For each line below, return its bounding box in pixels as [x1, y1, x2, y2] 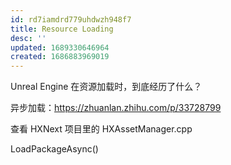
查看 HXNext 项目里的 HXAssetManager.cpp [10, 123, 193, 135]
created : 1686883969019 [10, 52, 110, 62]
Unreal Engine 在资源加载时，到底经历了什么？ [10, 81, 203, 93]
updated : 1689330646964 [10, 42, 110, 53]
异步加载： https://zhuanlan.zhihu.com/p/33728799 [10, 102, 222, 114]
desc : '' [10, 33, 47, 43]
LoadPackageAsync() [10, 143, 99, 155]
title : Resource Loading [10, 24, 114, 34]
